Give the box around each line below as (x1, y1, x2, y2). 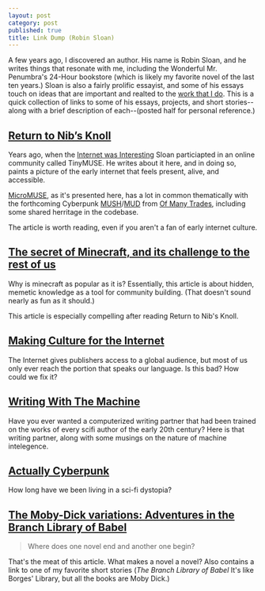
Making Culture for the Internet (8, 334, 165, 348)
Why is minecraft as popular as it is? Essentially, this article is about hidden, (8, 279, 255, 288)
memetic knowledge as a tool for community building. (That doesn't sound (8, 287, 252, 297)
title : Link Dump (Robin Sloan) (8, 33, 115, 42)
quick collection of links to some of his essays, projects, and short (8, 97, 224, 107)
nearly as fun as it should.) (8, 295, 95, 305)
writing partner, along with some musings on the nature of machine (8, 433, 227, 442)
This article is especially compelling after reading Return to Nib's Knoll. (8, 311, 239, 321)
